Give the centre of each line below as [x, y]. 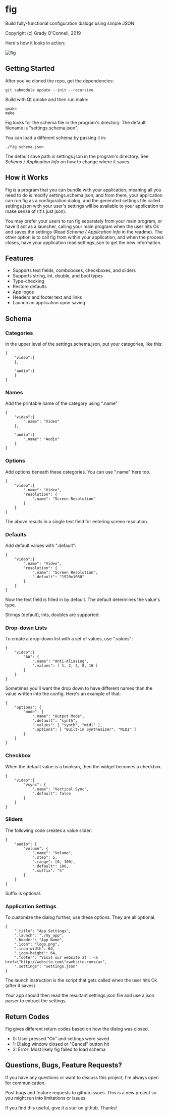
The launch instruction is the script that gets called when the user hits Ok [81, 980]
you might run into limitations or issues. [46, 1098]
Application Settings [31, 906]
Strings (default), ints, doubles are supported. [52, 615]
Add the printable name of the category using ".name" [61, 403]
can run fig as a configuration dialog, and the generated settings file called [83, 200]
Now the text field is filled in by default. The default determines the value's [83, 599]
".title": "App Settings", [43, 931]
